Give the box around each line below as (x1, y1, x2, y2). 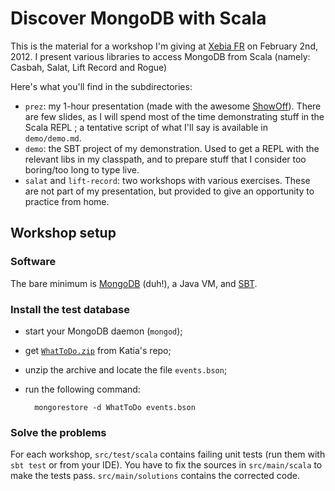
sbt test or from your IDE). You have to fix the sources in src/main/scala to (10, 459, 323, 471)
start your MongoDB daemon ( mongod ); (24, 325, 183, 337)
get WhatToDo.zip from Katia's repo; (24, 344, 172, 356)
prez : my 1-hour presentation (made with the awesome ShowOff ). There (24, 100, 322, 112)
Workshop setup (10, 225, 117, 242)
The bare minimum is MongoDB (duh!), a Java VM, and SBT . (10, 277, 258, 289)
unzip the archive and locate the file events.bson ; (24, 363, 228, 376)
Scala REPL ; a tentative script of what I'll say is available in (24, 121, 269, 133)
